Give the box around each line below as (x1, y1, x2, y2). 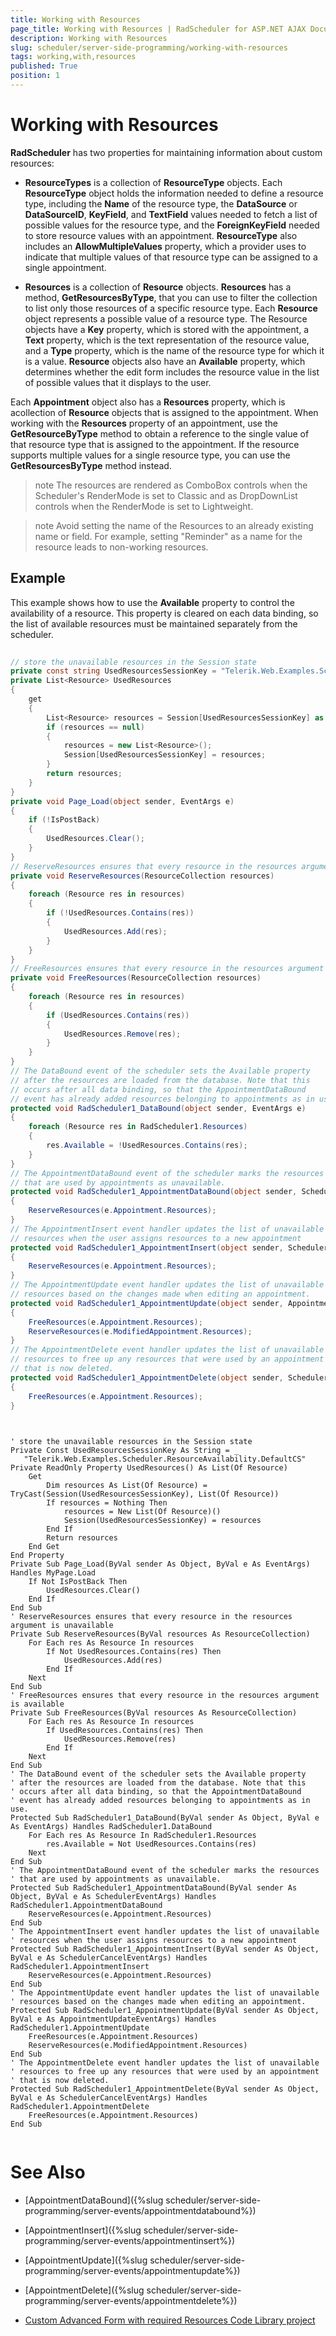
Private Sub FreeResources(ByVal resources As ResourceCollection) (10, 1708, 298, 1718)
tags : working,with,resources (10, 52, 137, 62)
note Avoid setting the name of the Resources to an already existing (34, 519, 314, 531)
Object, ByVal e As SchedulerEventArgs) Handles (10, 1892, 217, 1902)
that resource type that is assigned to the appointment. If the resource (10, 438, 300, 450)
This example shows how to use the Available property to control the (10, 596, 295, 608)
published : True (10, 61, 78, 71)
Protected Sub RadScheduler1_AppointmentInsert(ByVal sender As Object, (10, 1944, 320, 1955)
